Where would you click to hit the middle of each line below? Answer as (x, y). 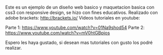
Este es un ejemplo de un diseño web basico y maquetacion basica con (80, 7)
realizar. (14, 48)
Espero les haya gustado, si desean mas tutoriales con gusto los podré (79, 42)
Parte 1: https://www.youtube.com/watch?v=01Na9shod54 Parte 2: (75, 27)
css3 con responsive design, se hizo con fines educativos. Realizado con (81, 12)
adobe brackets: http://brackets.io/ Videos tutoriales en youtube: (73, 18)
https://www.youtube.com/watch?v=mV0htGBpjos (58, 33)
